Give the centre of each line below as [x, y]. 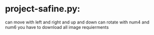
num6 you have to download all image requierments [57, 27]
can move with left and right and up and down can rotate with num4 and [77, 22]
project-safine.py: [43, 9]
